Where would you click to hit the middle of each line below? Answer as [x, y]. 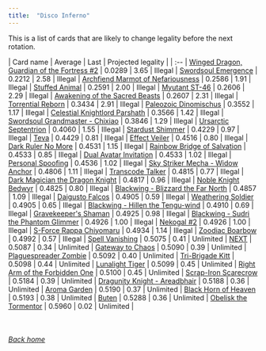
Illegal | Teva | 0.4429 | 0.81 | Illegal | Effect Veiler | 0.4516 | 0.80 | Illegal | [128, 137]
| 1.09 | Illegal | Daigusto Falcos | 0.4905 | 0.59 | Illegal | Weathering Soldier [131, 196]
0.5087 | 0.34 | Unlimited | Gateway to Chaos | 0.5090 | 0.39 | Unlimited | [127, 247]
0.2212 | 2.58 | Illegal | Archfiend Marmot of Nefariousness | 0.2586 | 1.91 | [130, 78]
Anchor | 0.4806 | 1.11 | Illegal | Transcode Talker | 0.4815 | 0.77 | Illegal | [126, 171]
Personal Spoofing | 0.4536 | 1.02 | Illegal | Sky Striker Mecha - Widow [123, 162]
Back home [27, 340]
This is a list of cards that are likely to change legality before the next [121, 38]
